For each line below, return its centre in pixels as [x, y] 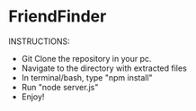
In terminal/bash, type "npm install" [87, 77]
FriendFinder [58, 17]
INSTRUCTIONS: [39, 41]
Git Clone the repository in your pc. [86, 58]
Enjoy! [33, 97]
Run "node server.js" [60, 87]
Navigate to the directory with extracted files [104, 68]
